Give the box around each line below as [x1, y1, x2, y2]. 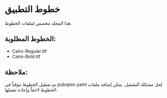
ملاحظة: [5, 68, 28, 76]
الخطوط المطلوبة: [5, 35, 56, 43]
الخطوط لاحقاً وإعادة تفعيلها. [5, 86, 58, 92]
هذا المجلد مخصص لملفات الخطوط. [5, 20, 72, 26]
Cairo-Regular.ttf [12, 48, 47, 54]
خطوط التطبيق [5, 4, 61, 15]
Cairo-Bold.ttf [12, 53, 41, 59]
